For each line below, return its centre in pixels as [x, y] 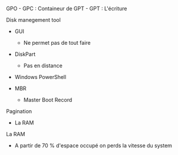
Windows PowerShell [40, 77]
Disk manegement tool [33, 20]
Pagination [19, 111]
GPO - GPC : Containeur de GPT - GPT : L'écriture [67, 9]
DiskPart [25, 54]
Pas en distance [43, 65]
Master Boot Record [48, 100]
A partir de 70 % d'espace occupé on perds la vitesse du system [93, 146]
